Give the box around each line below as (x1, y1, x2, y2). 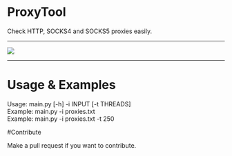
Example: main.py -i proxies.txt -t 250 (7, 115, 115, 123)
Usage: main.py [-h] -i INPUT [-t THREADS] (7, 99, 131, 108)
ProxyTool (7, 4, 67, 20)
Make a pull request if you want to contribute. (7, 141, 137, 149)
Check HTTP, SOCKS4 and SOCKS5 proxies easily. (7, 27, 153, 35)
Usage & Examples (7, 77, 116, 93)
